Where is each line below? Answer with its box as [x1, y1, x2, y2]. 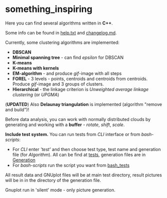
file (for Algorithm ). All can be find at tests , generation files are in [12, 151, 146, 157]
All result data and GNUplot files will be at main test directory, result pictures [5, 171, 162, 178]
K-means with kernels [12, 65, 59, 71]
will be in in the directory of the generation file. [5, 177, 101, 183]
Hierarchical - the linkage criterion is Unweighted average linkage [12, 86, 149, 92]
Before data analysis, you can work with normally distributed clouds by [5, 116, 151, 122]
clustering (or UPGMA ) [12, 91, 59, 97]
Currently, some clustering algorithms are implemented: [5, 39, 120, 45]
